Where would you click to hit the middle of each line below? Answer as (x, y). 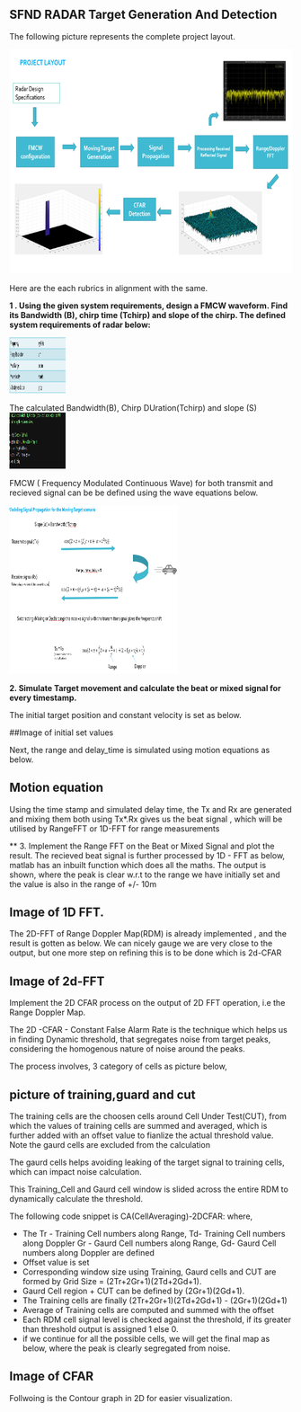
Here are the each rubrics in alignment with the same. (109, 288)
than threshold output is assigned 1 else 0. (100, 1329)
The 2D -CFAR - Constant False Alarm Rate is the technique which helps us (148, 1030)
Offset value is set (56, 1263)
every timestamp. (43, 697)
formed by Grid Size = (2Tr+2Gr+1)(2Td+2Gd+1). (112, 1282)
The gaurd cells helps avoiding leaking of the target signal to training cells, (147, 1162)
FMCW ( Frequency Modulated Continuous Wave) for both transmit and (142, 483)
